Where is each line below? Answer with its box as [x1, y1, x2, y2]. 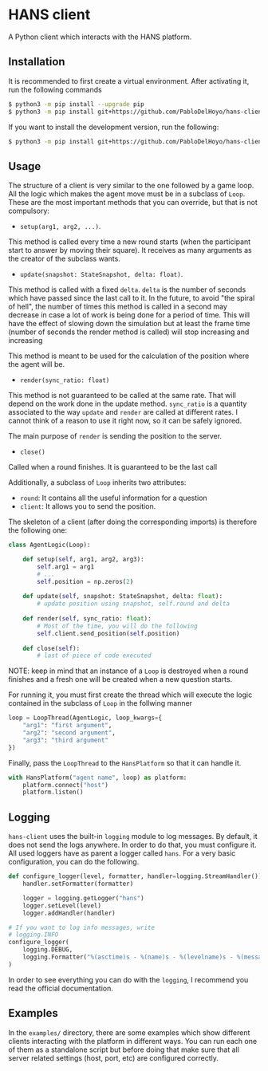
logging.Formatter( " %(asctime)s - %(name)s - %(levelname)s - [22, 953, 234, 961]
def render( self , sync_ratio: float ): [22, 615, 152, 623]
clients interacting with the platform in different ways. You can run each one [8, 1036, 258, 1045]
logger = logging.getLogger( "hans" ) [22, 894, 145, 902]
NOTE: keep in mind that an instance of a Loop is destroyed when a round [8, 666, 249, 675]
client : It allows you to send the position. [19, 502, 156, 511]
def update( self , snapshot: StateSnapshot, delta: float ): [22, 593, 223, 600]
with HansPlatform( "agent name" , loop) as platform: [8, 774, 187, 782]
